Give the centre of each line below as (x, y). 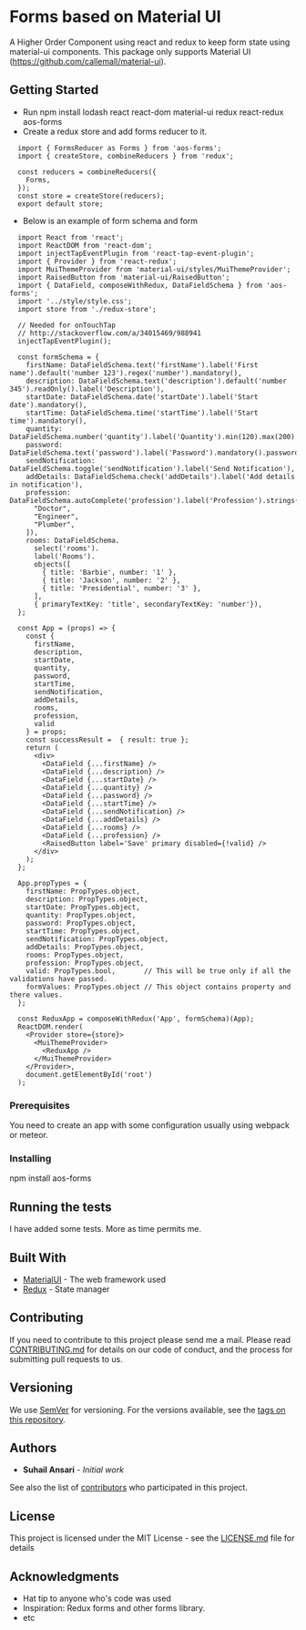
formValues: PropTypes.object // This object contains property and (158, 987)
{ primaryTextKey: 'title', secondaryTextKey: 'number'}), (148, 604)
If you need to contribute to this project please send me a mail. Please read (150, 1339)
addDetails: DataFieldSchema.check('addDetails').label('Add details (161, 477)
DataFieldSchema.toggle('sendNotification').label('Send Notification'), (153, 468)
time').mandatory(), (49, 421)
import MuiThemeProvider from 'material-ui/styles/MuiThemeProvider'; (154, 269)
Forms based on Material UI (115, 17)
